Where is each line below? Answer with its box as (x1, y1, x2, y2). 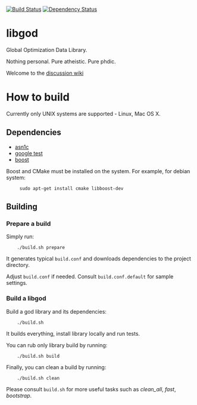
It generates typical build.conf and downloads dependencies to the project (6, 255, 192, 262)
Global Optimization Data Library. (6, 46, 87, 53)
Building (6, 202, 37, 212)
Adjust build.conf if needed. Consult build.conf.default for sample (6, 273, 174, 280)
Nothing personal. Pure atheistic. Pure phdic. (6, 57, 116, 65)
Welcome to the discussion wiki (6, 69, 84, 76)
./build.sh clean (17, 375, 60, 381)
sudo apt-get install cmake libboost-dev (19, 185, 124, 191)
